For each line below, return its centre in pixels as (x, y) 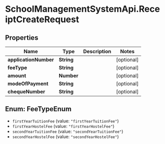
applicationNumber (31, 60)
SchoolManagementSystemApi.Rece (82, 9)
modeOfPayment (28, 84)
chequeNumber (26, 92)
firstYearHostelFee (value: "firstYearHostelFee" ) (63, 126)
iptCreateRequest (42, 19)
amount (17, 76)
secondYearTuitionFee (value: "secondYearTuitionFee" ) (68, 131)
